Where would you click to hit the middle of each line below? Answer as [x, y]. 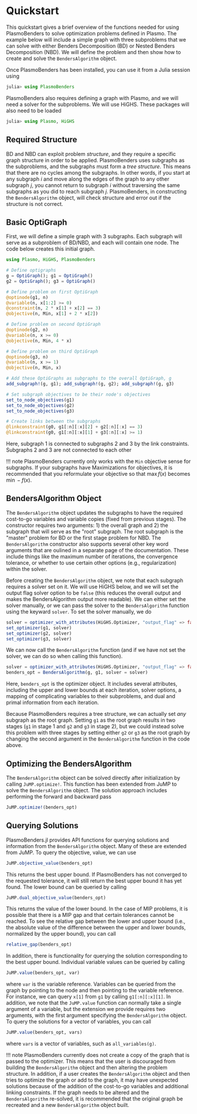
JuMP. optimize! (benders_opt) [42, 807]
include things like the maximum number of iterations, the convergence [92, 556]
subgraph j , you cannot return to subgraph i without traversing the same [93, 185]
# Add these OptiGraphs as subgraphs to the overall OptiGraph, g [89, 378]
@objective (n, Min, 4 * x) [39, 341]
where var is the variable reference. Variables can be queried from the [91, 984]
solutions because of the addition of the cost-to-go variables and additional [97, 1086]
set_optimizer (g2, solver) [39, 633]
